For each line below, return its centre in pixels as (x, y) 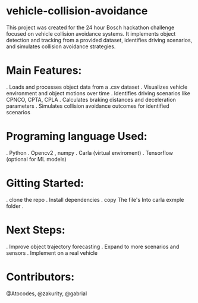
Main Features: (44, 71)
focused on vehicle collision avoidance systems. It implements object (91, 33)
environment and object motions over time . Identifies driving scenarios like (98, 93)
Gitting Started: (45, 183)
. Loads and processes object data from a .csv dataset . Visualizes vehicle (97, 87)
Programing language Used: (77, 137)
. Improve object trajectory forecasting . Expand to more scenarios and (93, 246)
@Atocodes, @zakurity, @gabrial (47, 293)
